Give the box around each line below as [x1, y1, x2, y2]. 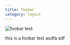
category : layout [5, 12, 41, 17]
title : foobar [5, 7, 35, 12]
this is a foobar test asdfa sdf [5, 35, 65, 41]
